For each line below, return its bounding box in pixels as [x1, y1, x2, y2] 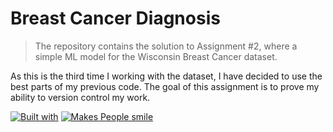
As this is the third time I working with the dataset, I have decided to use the [10, 70, 323, 82]
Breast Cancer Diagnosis [10, 7, 221, 30]
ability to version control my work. [10, 91, 151, 103]
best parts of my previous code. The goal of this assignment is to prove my [10, 80, 320, 92]
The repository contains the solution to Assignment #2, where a [34, 40, 298, 52]
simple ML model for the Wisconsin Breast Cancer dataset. [34, 50, 278, 62]
